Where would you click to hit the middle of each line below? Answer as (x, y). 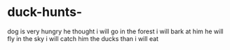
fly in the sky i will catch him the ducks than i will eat (83, 38)
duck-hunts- (45, 12)
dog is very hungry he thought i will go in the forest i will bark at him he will (115, 31)
